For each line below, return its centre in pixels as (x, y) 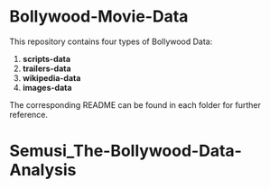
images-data (47, 87)
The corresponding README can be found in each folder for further (135, 104)
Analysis (43, 170)
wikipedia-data (51, 77)
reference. (28, 114)
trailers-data (47, 68)
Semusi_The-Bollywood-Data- (126, 151)
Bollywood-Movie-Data (99, 17)
